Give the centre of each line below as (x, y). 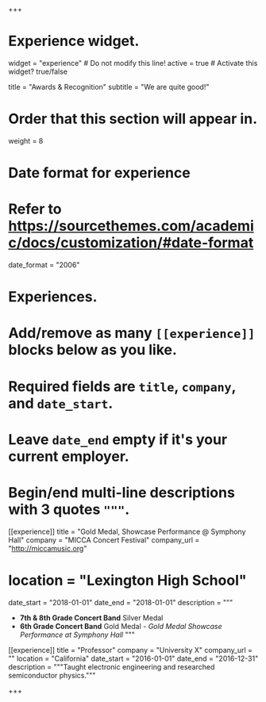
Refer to (35, 209)
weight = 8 (26, 140)
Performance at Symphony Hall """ (77, 635)
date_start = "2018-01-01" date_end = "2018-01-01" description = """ (121, 602)
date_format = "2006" (44, 265)
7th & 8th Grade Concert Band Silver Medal (91, 618)
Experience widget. (74, 41)
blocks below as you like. (93, 350)
